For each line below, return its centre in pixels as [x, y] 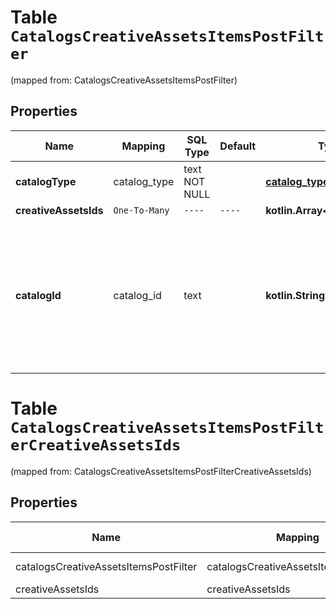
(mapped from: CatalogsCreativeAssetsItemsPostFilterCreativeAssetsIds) [161, 471]
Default [238, 146]
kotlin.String [295, 295]
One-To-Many [141, 210]
